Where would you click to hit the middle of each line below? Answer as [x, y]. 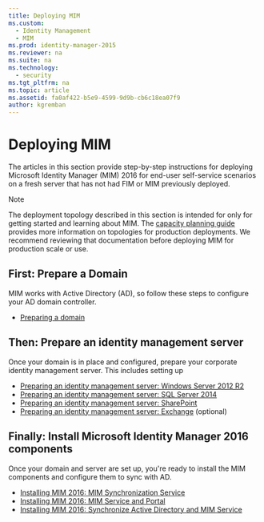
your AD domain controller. [52, 302]
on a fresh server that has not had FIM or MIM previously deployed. [119, 184]
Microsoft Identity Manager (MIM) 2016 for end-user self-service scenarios [132, 175]
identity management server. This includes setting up [96, 370]
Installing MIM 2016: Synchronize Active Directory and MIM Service [131, 509]
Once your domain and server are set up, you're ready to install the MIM [127, 468]
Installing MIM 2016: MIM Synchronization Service [102, 492]
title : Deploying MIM [44, 16]
